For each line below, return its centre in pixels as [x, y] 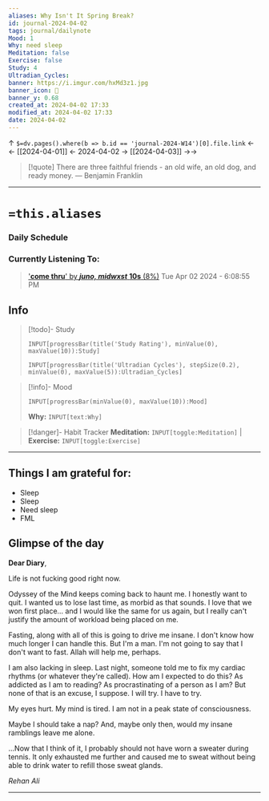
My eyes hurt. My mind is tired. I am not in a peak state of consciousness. [130, 708]
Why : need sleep [35, 46]
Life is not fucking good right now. [65, 578]
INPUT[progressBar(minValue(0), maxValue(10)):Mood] [118, 402]
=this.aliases [55, 214]
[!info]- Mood [50, 387]
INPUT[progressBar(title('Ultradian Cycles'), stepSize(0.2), [134, 366]
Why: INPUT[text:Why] [65, 417]
